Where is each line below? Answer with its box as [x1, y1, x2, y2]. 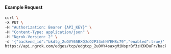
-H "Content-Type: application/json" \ [5, 30, 90, 35]
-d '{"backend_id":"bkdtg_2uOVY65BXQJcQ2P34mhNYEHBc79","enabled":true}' [5, 39, 165, 44]
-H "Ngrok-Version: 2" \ [5, 34, 58, 39]
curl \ [5, 15, 19, 20]
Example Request [5, 4, 43, 10]
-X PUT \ [5, 20, 23, 25]
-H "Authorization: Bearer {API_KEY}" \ [5, 24, 92, 30]
